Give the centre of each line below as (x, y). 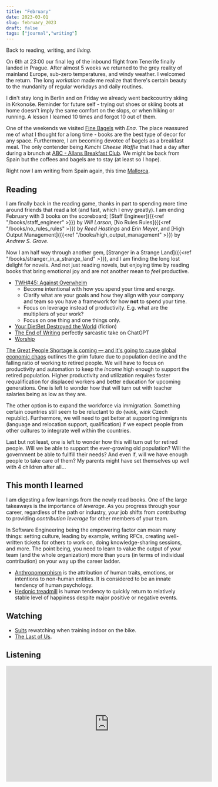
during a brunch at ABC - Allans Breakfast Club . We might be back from (93, 153)
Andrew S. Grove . (27, 241)
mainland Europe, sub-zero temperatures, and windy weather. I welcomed (96, 74)
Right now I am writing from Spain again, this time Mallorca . (78, 171)
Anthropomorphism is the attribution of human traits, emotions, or (94, 572)
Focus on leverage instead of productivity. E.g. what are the (95, 307)
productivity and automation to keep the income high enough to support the (98, 369)
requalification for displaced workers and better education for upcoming (93, 381)
